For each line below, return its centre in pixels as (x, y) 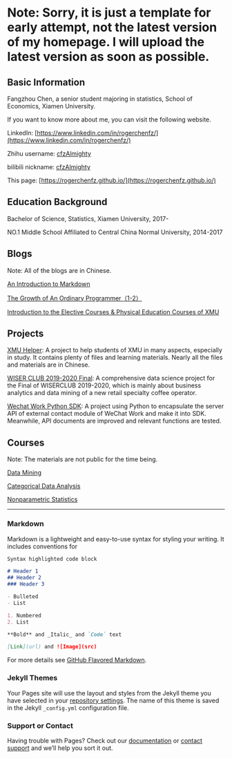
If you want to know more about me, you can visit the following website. (109, 119)
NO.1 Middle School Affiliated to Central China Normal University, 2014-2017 (115, 232)
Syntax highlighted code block (52, 559)
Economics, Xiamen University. (51, 106)
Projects (26, 334)
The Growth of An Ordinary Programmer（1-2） (75, 298)
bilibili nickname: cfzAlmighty (49, 167)
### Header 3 (26, 584)
